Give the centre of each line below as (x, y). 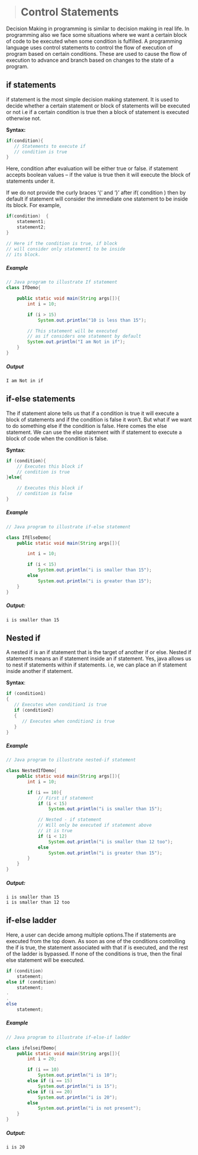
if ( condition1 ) (26, 694)
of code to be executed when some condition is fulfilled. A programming (94, 41)
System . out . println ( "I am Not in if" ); (77, 342)
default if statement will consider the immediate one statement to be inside (97, 199)
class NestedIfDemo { (32, 771)
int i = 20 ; (42, 1059)
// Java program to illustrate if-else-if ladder (69, 1037)
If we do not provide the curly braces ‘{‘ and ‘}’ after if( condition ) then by (96, 193)
